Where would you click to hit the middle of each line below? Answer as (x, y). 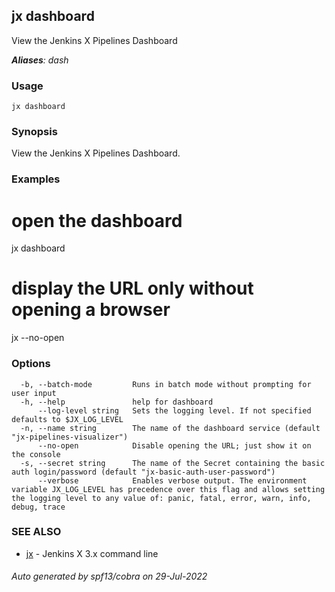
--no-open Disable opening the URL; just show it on (174, 445)
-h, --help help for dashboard (117, 402)
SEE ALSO (36, 532)
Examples (36, 179)
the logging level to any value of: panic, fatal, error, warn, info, (161, 498)
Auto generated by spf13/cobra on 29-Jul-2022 (109, 576)
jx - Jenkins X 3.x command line (92, 553)
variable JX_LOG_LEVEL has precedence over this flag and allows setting (168, 489)
